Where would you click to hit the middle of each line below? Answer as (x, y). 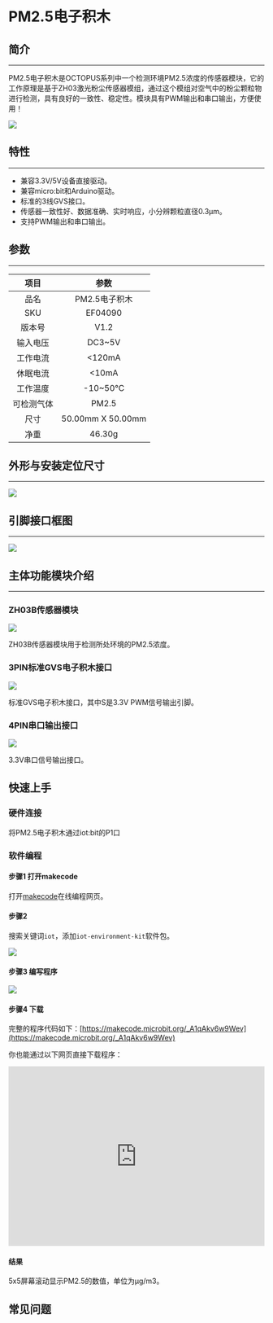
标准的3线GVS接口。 (55, 201)
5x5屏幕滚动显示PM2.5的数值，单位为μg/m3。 (86, 1281)
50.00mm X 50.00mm (104, 418)
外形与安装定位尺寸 (56, 466)
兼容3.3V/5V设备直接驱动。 (66, 181)
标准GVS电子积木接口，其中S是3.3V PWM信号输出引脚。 (104, 702)
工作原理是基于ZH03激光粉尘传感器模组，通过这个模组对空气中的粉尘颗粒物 (135, 88)
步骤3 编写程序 (33, 971)
